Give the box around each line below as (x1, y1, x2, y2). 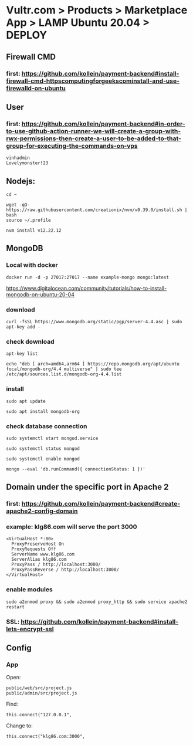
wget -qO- (6, 202, 31, 208)
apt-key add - (6, 324, 41, 330)
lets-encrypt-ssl (6, 625, 54, 633)
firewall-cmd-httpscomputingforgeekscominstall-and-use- (6, 77, 180, 85)
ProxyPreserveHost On (11, 541, 65, 547)
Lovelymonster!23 (6, 160, 49, 166)
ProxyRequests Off (11, 546, 57, 552)
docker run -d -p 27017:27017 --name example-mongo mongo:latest (6, 274, 169, 280)
